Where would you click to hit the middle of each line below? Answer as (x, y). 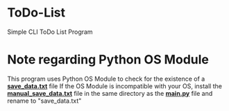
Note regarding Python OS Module (108, 60)
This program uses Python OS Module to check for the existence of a (106, 79)
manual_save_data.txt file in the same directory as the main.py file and (110, 93)
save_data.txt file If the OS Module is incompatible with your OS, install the (114, 86)
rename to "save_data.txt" (44, 101)
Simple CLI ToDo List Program (50, 32)
